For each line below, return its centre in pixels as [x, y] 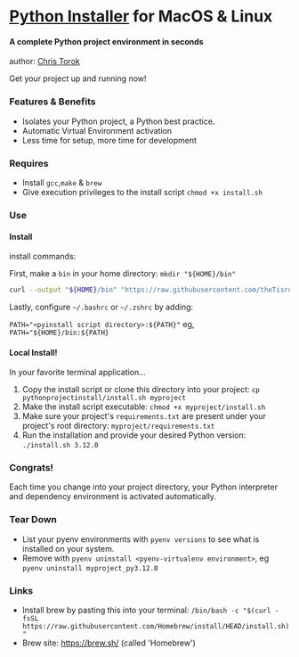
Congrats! [32, 468]
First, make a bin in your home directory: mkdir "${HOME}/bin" [123, 274]
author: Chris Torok [44, 62]
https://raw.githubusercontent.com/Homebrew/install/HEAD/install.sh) [156, 627]
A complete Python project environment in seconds [106, 41]
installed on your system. [68, 548]
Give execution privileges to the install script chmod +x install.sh [142, 192]
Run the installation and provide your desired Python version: [134, 435]
